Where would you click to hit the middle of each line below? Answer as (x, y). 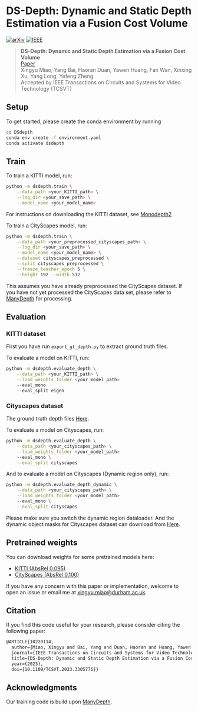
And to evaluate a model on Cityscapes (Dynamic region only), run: (88, 474)
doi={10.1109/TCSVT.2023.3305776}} (55, 669)
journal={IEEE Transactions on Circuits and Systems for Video (90, 653)
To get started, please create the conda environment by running (84, 121)
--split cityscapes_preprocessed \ (60, 264)
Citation (21, 611)
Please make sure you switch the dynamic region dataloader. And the (90, 518)
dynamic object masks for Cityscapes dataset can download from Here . (93, 524)
